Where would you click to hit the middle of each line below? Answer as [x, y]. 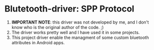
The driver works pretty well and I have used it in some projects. [76, 32]
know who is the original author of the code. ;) [58, 27]
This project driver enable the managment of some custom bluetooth [80, 37]
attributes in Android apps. [38, 42]
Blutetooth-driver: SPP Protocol [69, 9]
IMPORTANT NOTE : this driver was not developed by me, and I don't [80, 22]
